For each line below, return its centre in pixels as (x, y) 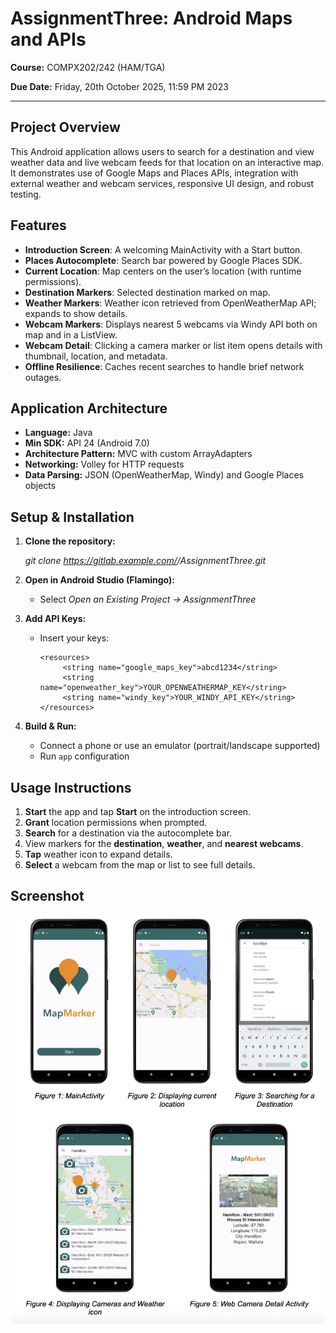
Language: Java (58, 433)
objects (40, 486)
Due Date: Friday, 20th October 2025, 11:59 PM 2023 (119, 86)
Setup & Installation (72, 517)
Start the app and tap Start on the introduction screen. (138, 811)
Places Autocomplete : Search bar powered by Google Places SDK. (163, 260)
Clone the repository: (70, 541)
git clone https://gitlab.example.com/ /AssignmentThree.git (145, 561)
